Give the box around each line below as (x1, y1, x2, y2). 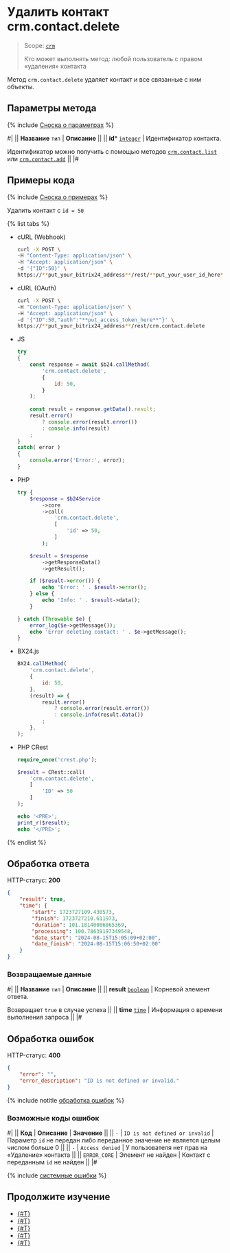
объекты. (7, 82, 34, 91)
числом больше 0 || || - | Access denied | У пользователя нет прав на (7, 1143, 208, 1151)
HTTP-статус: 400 (7, 1051, 61, 1059)
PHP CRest (16, 743, 49, 751)
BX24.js (16, 647, 40, 656)
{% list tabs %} (7, 219, 50, 227)
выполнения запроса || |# (7, 1013, 82, 1022)
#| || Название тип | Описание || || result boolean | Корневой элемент (7, 985, 210, 993)
